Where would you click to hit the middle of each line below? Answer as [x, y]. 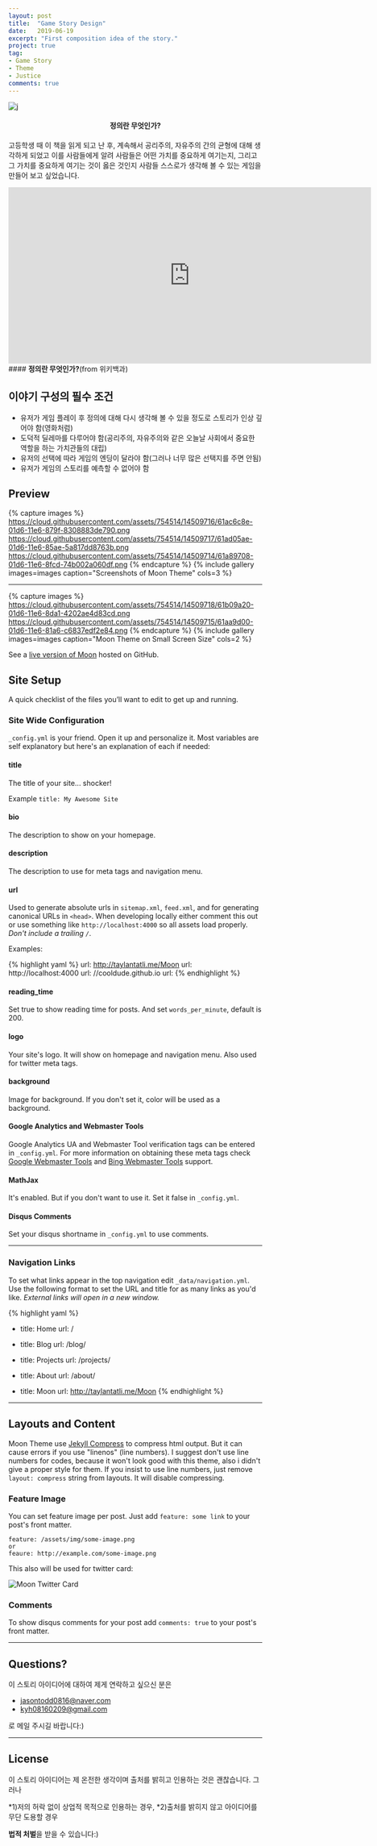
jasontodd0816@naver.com [65, 1700]
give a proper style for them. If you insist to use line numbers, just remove [130, 1469]
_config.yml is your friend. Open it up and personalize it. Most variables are [134, 738]
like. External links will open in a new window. [84, 1297]
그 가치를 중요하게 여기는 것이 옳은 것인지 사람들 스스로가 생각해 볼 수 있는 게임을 [135, 165]
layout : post [30, 16]
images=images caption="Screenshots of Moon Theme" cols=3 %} [120, 573]
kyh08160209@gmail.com [64, 1709]
